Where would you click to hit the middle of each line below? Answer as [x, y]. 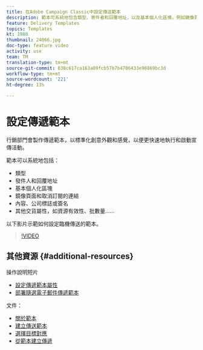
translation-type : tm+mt [37, 62]
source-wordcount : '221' [37, 79]
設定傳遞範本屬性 [36, 285]
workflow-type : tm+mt [34, 74]
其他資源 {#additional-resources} [70, 257]
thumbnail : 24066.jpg [34, 40]
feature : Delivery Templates [43, 23]
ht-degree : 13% [25, 85]
